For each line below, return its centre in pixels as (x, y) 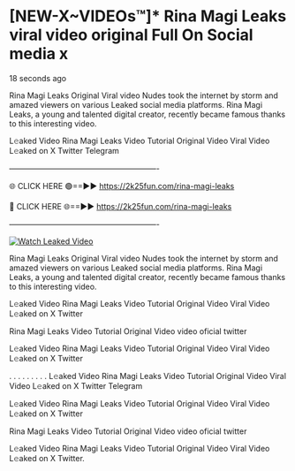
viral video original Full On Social (131, 35)
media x (39, 54)
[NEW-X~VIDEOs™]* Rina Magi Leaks (148, 16)
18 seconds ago (38, 78)
